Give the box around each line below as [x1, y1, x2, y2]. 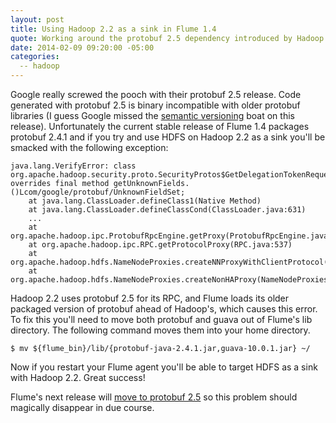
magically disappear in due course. [10, 402, 155, 413]
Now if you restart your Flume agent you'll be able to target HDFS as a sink [10, 361, 318, 373]
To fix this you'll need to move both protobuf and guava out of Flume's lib [10, 314, 313, 325]
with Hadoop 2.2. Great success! [10, 372, 146, 383]
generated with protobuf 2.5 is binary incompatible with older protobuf [10, 99, 301, 111]
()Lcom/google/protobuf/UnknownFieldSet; [10, 187, 186, 197]
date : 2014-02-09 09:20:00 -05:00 [10, 42, 155, 53]
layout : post [10, 14, 65, 25]
